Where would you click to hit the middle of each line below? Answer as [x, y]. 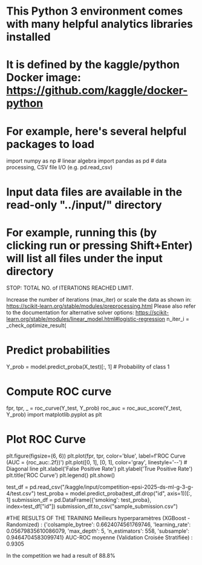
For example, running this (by [82, 232]
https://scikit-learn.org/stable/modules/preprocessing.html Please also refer [101, 306]
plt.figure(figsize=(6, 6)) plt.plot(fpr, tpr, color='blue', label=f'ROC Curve [96, 456]
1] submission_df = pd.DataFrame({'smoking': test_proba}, [79, 500]
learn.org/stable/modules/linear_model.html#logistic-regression [86, 319]
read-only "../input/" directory [84, 205]
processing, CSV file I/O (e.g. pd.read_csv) [60, 167]
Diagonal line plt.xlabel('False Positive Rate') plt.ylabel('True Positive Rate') [99, 469]
